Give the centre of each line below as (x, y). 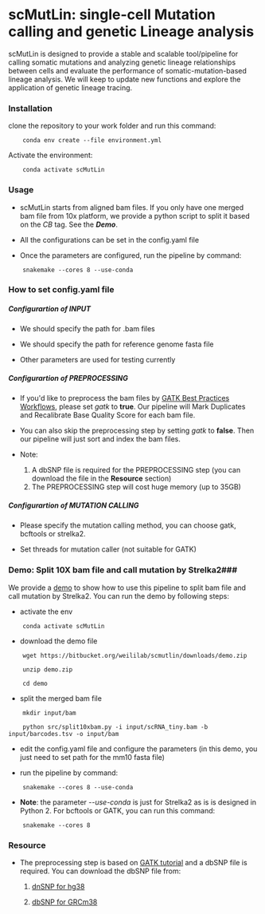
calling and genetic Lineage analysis (131, 32)
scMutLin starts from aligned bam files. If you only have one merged (132, 207)
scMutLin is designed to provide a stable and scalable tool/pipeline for (123, 53)
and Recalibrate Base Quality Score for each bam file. (107, 415)
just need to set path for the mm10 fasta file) (92, 757)
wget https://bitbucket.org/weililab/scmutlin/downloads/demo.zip (135, 655)
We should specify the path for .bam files (87, 329)
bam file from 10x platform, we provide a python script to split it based (135, 216)
